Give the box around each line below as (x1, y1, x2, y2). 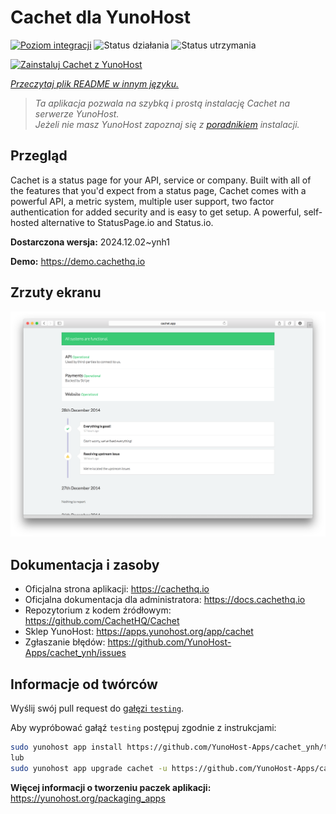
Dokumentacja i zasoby (10, 556, 160, 573)
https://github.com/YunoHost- (107, 636, 232, 648)
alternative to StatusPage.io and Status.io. (41, 216, 214, 228)
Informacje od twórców (10, 676, 158, 693)
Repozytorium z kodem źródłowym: (24, 604, 172, 616)
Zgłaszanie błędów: (24, 636, 106, 648)
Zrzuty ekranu (10, 284, 102, 301)
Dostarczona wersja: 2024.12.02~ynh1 (10, 236, 170, 248)
